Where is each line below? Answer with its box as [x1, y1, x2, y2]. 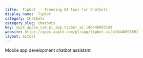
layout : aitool [5, 34, 36, 39]
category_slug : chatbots [5, 20, 56, 26]
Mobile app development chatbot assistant [5, 47, 91, 53]
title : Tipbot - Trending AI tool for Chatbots [5, 7, 108, 12]
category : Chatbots [5, 16, 45, 21]
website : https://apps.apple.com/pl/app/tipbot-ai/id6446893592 [5, 29, 139, 34]
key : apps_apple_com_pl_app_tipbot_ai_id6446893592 [5, 25, 112, 30]
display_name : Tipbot [5, 12, 51, 16]
